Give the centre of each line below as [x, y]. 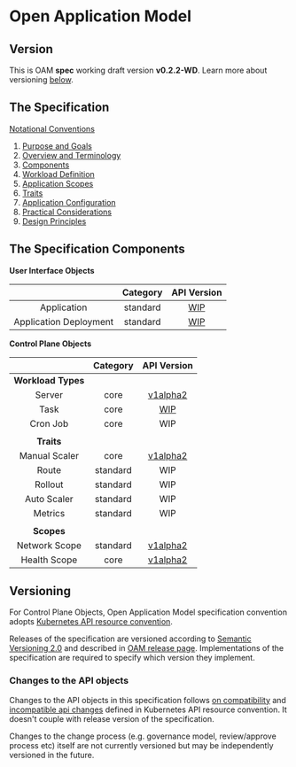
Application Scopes [58, 183]
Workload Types [49, 380]
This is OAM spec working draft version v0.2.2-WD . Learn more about [138, 70]
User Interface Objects [52, 270]
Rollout [49, 484]
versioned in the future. [52, 755]
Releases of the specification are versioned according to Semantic [131, 639]
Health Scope [49, 560]
